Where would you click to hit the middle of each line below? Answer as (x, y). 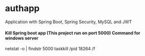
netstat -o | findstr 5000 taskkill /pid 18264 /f (50, 49)
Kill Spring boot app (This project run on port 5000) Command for (73, 33)
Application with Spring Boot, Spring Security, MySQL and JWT (69, 22)
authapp (22, 8)
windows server (22, 38)
